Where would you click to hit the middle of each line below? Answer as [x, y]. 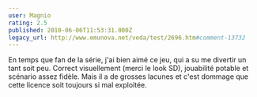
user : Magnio [30, 15]
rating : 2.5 [28, 23]
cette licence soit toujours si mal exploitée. [78, 85]
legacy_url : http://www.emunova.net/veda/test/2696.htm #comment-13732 [127, 37]
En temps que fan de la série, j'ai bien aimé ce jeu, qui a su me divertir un [127, 60]
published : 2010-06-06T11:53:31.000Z [70, 30]
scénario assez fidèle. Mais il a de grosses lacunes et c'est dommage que [128, 76]
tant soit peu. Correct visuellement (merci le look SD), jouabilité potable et [128, 69]
